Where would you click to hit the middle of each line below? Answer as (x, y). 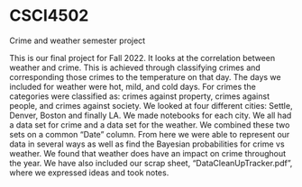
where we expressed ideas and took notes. (89, 173)
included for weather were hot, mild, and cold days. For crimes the (133, 86)
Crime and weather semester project (78, 40)
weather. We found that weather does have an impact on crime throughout (148, 153)
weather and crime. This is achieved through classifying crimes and (135, 67)
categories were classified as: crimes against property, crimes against (140, 96)
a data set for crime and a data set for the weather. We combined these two (150, 125)
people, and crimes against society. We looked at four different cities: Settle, (151, 105)
